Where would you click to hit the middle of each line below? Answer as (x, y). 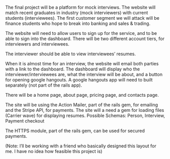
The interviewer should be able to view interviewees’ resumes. (71, 54)
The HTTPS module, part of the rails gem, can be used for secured (75, 131)
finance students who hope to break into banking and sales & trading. (78, 23)
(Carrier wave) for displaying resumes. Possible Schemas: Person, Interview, (85, 115)
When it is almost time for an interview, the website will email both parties (82, 64)
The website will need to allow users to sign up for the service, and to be (81, 33)
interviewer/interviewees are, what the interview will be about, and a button (84, 74)
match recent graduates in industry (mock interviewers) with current (77, 13)
